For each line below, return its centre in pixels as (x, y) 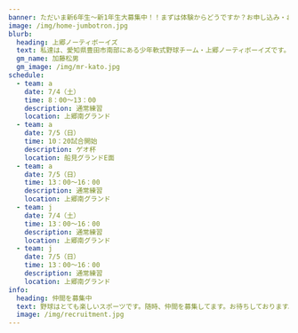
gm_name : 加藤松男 (48, 59)
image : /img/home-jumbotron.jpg (68, 26)
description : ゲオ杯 (60, 149)
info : (18, 289)
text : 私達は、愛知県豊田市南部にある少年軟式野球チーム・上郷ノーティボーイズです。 (153, 51)
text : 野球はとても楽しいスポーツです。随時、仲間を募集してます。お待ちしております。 (156, 306)
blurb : (20, 34)
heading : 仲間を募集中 (54, 298)
